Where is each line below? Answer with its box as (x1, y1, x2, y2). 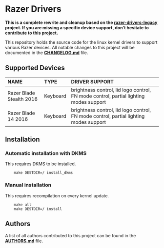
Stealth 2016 (7, 95, 38, 102)
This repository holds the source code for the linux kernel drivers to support (5, 39, 158, 45)
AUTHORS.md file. (5, 238, 43, 244)
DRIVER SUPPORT (71, 78, 114, 85)
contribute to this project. (5, 30, 59, 36)
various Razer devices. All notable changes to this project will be (5, 44, 135, 50)
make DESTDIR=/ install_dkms (14, 171, 73, 175)
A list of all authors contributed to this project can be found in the (5, 232, 136, 238)
